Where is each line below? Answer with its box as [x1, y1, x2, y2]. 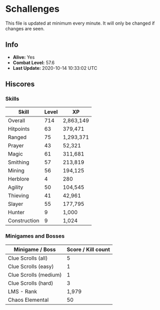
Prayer [8, 142, 24, 149]
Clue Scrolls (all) [8, 255, 48, 262]
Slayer [8, 201, 23, 208]
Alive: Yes [12, 54, 35, 60]
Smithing [8, 159, 29, 166]
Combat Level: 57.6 [12, 60, 55, 66]
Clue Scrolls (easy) [8, 263, 54, 270]
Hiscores [5, 80, 35, 89]
